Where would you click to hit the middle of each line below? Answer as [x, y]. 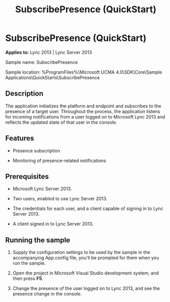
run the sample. [29, 263]
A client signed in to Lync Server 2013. [53, 224]
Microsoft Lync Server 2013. [42, 189]
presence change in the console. [47, 294]
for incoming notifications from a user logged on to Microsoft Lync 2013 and [85, 117]
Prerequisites [27, 177]
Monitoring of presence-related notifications [59, 160]
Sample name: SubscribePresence [42, 62]
